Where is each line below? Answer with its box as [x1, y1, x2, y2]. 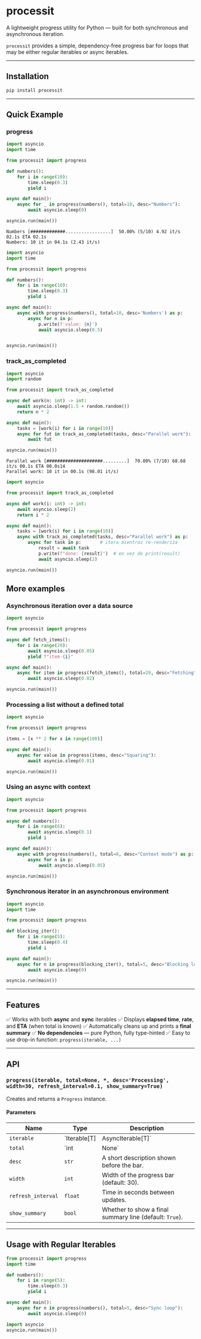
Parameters [6, 1109, 36, 1116]
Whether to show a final [101, 1205, 169, 1214]
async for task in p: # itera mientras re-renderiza [28, 540, 178, 546]
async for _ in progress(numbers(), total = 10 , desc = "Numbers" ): [17, 201, 181, 207]
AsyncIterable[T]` [101, 1135, 151, 1143]
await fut [28, 437, 52, 443]
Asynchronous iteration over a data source [6, 601, 133, 610]
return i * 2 [17, 511, 50, 518]
